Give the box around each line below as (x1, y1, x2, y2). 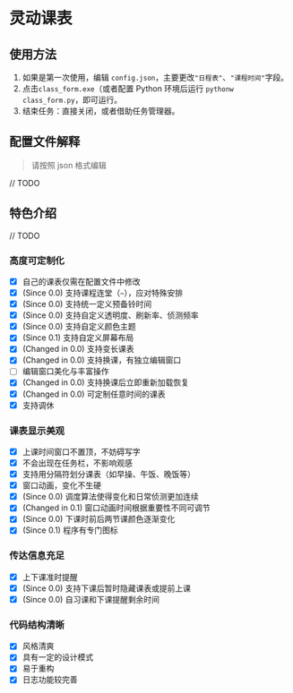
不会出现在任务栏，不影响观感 (22, 458, 133, 468)
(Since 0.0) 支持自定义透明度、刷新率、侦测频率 (22, 310, 199, 321)
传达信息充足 (9, 550, 65, 562)
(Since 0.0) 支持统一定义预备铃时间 (22, 299, 152, 310)
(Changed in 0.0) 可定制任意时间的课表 (22, 389, 166, 399)
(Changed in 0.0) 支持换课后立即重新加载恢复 (22, 377, 190, 388)
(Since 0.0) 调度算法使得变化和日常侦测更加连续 (22, 492, 199, 502)
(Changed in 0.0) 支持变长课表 (22, 344, 134, 355)
